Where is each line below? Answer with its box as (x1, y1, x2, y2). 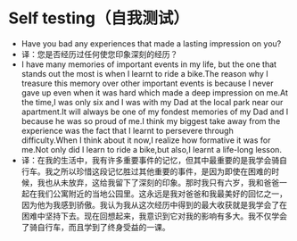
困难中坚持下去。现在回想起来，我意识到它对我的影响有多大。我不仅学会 (21, 211, 287, 221)
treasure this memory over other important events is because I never (21, 78, 274, 88)
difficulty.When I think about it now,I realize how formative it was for (21, 135, 271, 145)
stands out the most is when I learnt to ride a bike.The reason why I (21, 68, 268, 79)
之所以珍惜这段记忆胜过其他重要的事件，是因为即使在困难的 (52, 166, 272, 177)
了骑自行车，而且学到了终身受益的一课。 (21, 221, 170, 232)
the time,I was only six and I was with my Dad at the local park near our (21, 96, 284, 107)
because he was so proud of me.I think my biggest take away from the (21, 115, 281, 126)
